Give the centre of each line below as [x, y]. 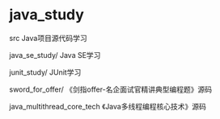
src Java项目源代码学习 [48, 38]
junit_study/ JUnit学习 [45, 72]
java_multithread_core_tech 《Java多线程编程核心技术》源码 [108, 106]
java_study [47, 15]
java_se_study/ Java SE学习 [55, 55]
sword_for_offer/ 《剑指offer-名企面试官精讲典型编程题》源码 [111, 89]
